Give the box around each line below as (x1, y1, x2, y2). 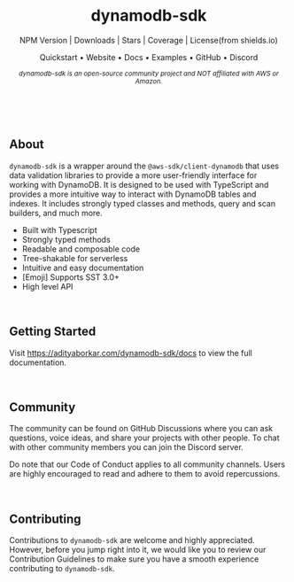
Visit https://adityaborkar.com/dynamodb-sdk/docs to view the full (9, 347, 252, 358)
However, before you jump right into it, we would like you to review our (9, 545, 267, 555)
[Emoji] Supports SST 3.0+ (21, 271, 120, 283)
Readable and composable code (21, 244, 140, 254)
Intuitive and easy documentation (21, 262, 144, 273)
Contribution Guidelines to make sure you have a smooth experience (9, 554, 259, 564)
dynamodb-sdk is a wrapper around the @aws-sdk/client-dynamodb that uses (9, 160, 279, 171)
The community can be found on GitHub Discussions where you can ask (9, 423, 273, 434)
